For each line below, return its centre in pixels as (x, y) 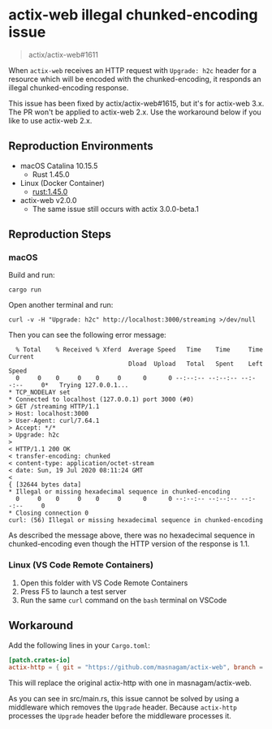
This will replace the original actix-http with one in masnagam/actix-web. (130, 683)
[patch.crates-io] (39, 660)
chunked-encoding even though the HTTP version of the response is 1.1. (129, 544)
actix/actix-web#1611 (63, 54)
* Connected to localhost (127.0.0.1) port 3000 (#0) (101, 399)
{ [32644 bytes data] (45, 485)
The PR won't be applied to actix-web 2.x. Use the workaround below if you (135, 112)
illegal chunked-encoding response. (69, 88)
